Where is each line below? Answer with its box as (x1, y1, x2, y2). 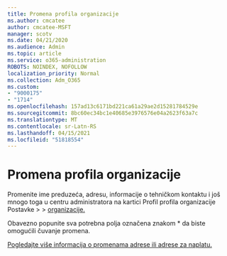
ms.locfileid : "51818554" (7, 136, 84, 143)
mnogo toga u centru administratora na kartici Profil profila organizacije (7, 198, 216, 206)
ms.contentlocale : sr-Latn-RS (7, 122, 97, 130)
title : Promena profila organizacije (7, 10, 119, 18)
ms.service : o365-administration (7, 57, 106, 64)
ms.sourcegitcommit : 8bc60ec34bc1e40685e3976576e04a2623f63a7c (7, 110, 199, 117)
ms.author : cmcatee (7, 17, 65, 24)
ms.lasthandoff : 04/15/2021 (7, 129, 91, 137)
